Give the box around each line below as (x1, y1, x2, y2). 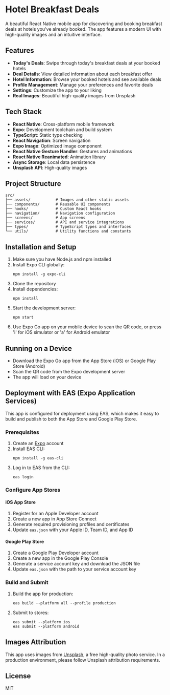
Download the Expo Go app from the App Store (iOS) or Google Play (12, 357, 156, 364)
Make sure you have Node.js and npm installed (12, 256, 111, 262)
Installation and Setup (5, 242, 77, 251)
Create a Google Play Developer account (12, 550, 99, 556)
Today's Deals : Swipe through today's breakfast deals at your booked (12, 60, 161, 66)
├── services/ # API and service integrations (5, 220, 125, 225)
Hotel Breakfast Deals (5, 4, 100, 15)
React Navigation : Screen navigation (12, 137, 91, 143)
